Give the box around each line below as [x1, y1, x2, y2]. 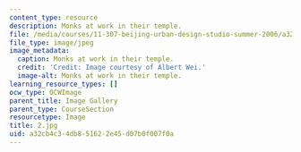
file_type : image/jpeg [9, 38, 94, 47]
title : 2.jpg [9, 122, 58, 131]
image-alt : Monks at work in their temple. [17, 72, 182, 80]
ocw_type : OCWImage [9, 88, 82, 97]
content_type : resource [9, 13, 99, 22]
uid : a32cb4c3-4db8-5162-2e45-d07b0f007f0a [9, 130, 175, 139]
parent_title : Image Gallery [9, 96, 118, 106]
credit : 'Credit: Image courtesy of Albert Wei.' [17, 63, 206, 72]
